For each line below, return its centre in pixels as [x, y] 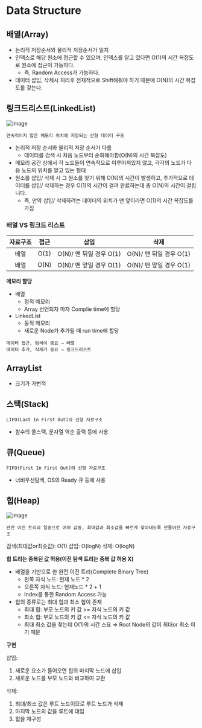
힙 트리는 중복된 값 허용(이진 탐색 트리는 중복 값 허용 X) [70, 559]
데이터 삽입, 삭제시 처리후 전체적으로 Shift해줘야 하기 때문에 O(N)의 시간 [100, 80]
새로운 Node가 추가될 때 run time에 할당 [71, 331]
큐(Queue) [26, 452]
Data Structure [44, 11]
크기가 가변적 [30, 383]
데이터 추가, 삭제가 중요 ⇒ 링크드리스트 [49, 350]
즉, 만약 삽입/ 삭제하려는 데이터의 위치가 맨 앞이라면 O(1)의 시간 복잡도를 [109, 200]
